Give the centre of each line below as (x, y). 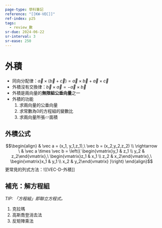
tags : (10, 23)
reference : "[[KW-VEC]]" (30, 14)
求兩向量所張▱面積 (39, 117)
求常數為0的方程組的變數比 (46, 111)
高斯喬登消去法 (27, 215)
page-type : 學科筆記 (24, 9)
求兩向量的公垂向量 (39, 105)
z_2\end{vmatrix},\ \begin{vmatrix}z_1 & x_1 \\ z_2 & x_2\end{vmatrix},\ (81, 156)
